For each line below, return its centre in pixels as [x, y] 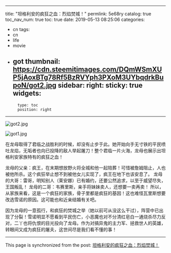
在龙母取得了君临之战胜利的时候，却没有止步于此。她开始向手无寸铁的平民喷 [85, 144]
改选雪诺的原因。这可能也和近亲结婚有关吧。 [52, 200]
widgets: [27, 93]
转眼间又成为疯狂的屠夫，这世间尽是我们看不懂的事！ [61, 229]
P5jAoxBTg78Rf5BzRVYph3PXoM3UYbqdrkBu [88, 78]
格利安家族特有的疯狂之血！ [34, 157]
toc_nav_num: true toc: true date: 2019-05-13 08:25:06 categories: [75, 19]
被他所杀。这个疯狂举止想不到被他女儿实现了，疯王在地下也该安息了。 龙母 [84, 174]
